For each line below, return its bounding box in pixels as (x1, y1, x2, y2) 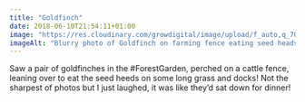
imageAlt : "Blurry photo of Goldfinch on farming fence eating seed (9, 38, 274, 48)
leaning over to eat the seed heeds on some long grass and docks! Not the (9, 73, 289, 84)
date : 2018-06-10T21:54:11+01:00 (9, 22, 136, 31)
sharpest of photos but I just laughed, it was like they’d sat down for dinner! (9, 82, 291, 93)
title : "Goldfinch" (9, 13, 84, 23)
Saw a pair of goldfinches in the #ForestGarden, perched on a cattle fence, (9, 63, 290, 74)
